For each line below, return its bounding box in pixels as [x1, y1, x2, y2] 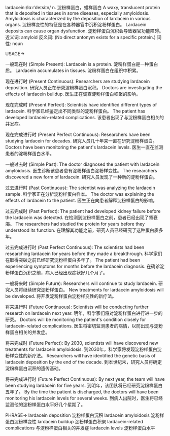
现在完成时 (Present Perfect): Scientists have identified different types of [5, 102, 157, 107]
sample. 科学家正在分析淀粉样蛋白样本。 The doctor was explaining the [5, 191, 154, 197]
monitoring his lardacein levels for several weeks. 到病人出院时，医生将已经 [5, 395, 163, 401]
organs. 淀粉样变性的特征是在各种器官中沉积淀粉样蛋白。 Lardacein [5, 22, 147, 27]
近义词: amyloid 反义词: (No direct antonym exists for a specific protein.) [5, 34, 156, 40]
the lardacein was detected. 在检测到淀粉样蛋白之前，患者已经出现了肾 [5, 214, 154, 221]
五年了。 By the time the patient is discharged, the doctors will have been [5, 389, 159, 394]
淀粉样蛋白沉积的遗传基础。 [5, 366, 63, 371]
